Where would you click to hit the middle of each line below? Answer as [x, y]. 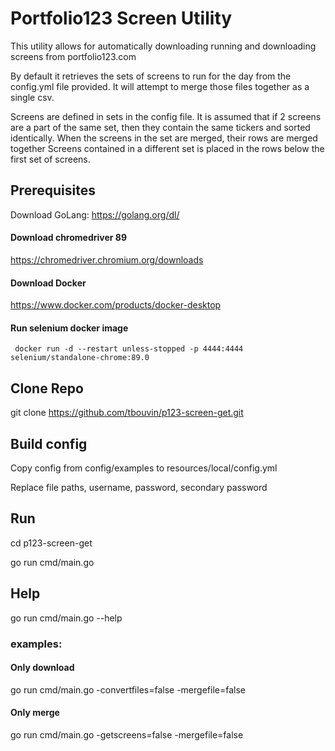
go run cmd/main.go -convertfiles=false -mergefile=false [128, 689]
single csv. [32, 97]
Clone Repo [47, 388]
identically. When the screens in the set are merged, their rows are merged [164, 138]
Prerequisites [53, 190]
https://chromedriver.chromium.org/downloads [107, 259]
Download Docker [48, 283]
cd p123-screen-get [51, 543]
